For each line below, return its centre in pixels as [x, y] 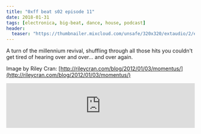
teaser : [21, 34]
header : [16, 28]
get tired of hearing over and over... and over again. [70, 57]
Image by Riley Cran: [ [33, 68]
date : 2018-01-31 [28, 17]
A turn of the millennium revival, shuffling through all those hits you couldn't [100, 51]
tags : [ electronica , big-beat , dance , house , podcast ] [76, 23]
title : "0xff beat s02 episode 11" [51, 12]
